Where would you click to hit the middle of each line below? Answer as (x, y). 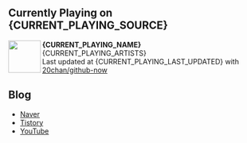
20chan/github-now (75, 70)
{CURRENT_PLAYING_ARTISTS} (95, 53)
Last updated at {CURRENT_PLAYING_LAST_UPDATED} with (141, 61)
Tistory (31, 122)
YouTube (34, 131)
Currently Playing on (61, 13)
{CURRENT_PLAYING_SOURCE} (88, 26)
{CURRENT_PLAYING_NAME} (92, 44)
